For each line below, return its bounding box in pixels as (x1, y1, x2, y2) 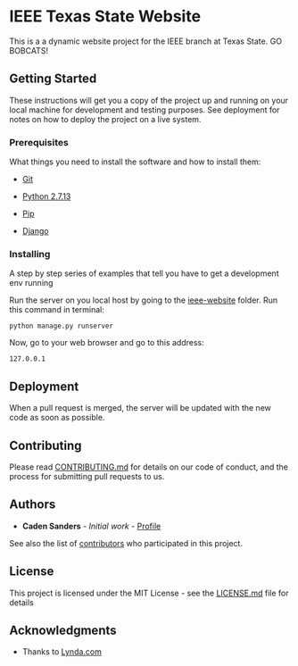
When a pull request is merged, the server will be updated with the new (9, 403, 272, 413)
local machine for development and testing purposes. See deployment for (9, 104, 280, 115)
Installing (9, 247, 51, 260)
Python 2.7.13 (21, 191, 71, 202)
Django (21, 226, 49, 237)
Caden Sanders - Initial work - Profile (21, 520, 161, 531)
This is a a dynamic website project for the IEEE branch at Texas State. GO (9, 36, 283, 46)
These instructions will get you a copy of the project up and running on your (9, 95, 288, 105)
